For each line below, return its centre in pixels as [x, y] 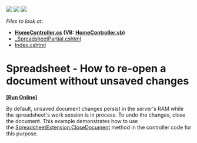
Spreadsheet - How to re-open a [86, 69]
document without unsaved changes [98, 81]
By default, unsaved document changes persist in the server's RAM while [95, 108]
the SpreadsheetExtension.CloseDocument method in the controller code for [99, 127]
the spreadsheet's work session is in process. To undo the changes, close [96, 115]
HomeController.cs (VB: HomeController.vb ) [70, 33]
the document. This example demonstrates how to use [72, 121]
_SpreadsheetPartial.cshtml [48, 39]
